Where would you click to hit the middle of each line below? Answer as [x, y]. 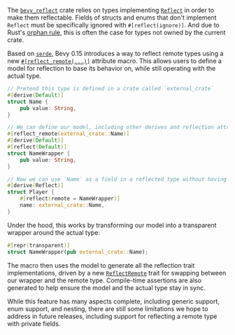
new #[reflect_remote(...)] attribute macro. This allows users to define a [115, 61]
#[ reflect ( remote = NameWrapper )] [70, 199]
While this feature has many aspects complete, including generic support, [114, 301]
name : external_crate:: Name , [62, 205]
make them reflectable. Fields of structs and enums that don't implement [112, 18]
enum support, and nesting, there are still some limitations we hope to [108, 308]
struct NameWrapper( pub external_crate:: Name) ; [78, 252]
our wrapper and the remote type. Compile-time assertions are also [104, 280]
